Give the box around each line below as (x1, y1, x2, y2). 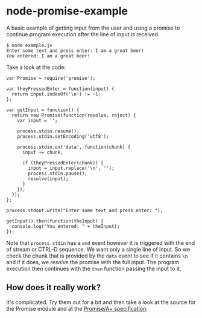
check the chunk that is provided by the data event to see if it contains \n (6, 252, 188, 259)
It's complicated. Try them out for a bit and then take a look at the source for (6, 298, 196, 306)
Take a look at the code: (6, 63, 66, 71)
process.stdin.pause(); (28, 170, 87, 177)
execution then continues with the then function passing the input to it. (6, 265, 181, 272)
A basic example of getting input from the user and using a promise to (6, 24, 180, 31)
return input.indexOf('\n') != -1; (11, 91, 101, 97)
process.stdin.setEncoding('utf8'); (17, 133, 110, 140)
